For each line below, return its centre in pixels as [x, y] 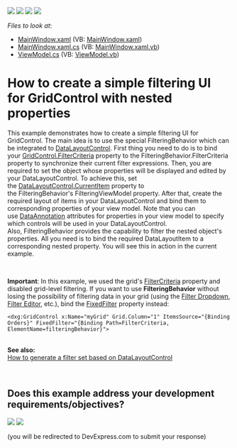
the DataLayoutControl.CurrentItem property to [76, 185]
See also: [21, 350]
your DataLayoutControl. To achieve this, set [72, 178]
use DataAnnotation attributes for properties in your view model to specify [116, 216]
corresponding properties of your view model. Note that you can [101, 208]
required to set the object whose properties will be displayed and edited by [117, 170]
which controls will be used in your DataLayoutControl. [87, 223]
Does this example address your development [111, 394]
